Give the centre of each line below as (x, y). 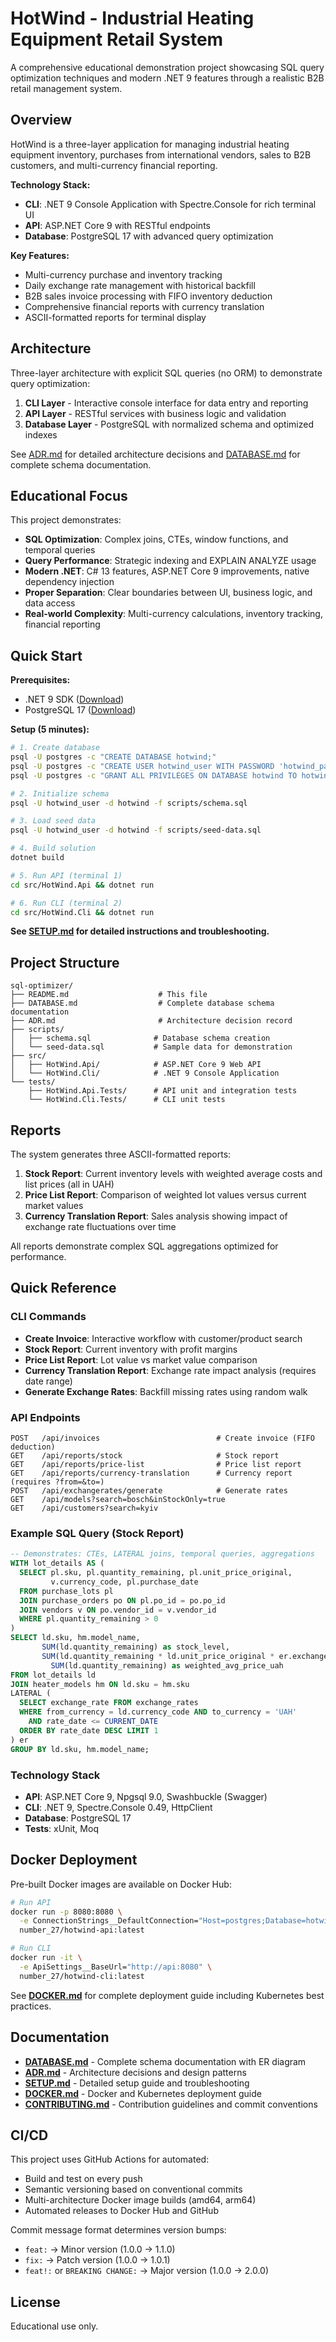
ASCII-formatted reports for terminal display (115, 317)
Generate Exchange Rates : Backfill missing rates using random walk (166, 1391)
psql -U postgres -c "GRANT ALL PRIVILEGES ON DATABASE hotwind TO (154, 775)
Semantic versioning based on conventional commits (133, 2189)
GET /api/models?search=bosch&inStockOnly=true (118, 1500)
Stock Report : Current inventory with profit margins (131, 1349)
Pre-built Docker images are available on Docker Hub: (121, 1884)
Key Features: (40, 255)
